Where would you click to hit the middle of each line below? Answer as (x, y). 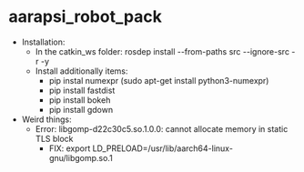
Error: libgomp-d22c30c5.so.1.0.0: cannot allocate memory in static (162, 128)
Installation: (43, 42)
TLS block (54, 138)
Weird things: (46, 119)
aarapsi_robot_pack (86, 17)
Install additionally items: (81, 71)
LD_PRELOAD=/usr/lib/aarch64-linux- (163, 148)
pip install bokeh (80, 100)
